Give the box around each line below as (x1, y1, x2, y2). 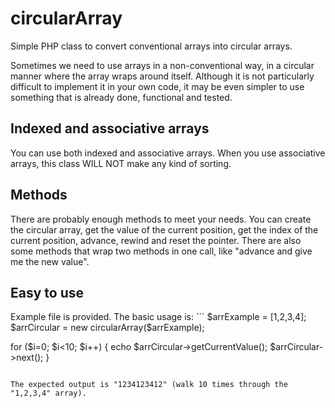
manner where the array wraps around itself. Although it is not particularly (10, 70, 315, 82)
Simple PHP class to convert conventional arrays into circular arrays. (10, 40, 293, 52)
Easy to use (10, 284, 85, 301)
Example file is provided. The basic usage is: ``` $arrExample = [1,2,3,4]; (10, 311, 307, 323)
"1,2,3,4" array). (10, 388, 87, 399)
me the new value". (10, 255, 90, 267)
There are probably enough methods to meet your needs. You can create (10, 213, 312, 225)
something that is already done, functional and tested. (10, 91, 233, 103)
